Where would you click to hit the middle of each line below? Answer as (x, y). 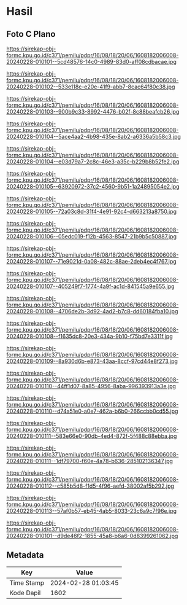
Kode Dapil (25, 593)
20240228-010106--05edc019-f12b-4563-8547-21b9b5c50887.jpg (91, 236)
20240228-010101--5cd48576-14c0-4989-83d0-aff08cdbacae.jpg (91, 62)
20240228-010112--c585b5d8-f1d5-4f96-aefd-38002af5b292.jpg (90, 486)
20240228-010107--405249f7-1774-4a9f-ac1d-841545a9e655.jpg (90, 286)
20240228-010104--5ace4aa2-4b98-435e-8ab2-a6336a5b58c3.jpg (93, 137)
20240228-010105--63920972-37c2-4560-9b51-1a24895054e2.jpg (93, 186)
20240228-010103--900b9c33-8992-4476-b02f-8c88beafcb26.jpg (93, 111)
